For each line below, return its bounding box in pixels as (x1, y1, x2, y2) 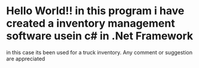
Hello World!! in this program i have (6, 4, 185, 18)
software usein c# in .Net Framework (6, 30, 194, 43)
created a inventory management (6, 17, 175, 30)
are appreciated (6, 55, 45, 62)
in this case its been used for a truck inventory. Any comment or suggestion (6, 48, 193, 56)
